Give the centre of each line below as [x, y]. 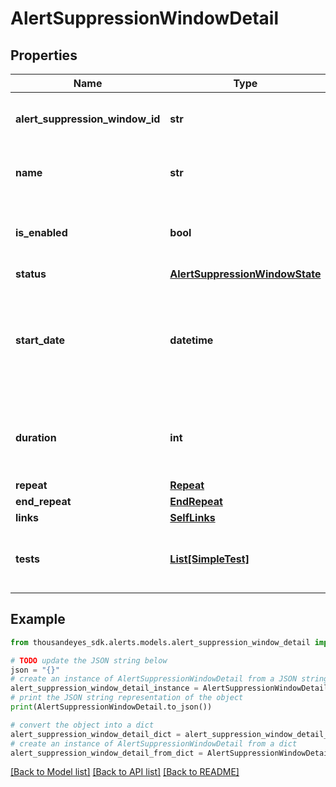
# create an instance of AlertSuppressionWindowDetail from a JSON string [169, 679]
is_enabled [41, 232]
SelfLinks [192, 517]
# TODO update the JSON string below [89, 660]
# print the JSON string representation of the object [127, 698]
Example [38, 619]
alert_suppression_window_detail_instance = [104, 688]
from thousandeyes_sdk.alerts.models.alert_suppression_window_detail [160, 642]
